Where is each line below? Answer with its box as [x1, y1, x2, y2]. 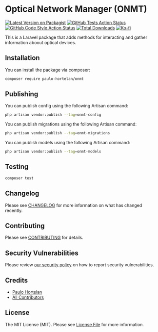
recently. [5, 207, 23, 213]
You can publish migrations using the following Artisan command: [5, 121, 137, 127]
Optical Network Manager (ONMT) [5, 3, 147, 15]
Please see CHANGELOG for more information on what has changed [5, 202, 142, 208]
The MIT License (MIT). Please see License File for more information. [5, 321, 144, 327]
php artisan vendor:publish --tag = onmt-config [5, 112, 101, 117]
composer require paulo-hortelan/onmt [5, 76, 84, 81]
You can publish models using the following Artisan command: [5, 140, 130, 146]
